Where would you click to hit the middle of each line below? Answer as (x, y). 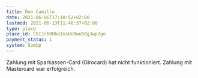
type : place (21, 28)
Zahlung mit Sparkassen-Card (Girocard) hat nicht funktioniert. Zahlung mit (99, 62)
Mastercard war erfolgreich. (41, 68)
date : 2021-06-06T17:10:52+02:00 (48, 17)
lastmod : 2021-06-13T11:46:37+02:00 (52, 23)
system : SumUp (24, 46)
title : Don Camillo (31, 12)
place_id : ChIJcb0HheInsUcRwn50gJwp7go (56, 34)
